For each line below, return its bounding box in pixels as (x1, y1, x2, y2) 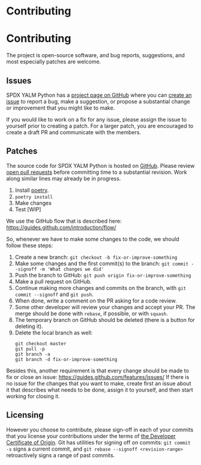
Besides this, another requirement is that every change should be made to (6, 367, 189, 374)
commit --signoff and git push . (14, 291, 94, 298)
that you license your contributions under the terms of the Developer (6, 432, 176, 440)
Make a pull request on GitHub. (14, 278, 92, 285)
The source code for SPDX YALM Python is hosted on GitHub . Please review (6, 162, 195, 169)
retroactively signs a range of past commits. (6, 451, 115, 458)
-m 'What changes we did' (39, 266, 104, 272)
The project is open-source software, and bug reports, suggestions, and (6, 52, 185, 59)
